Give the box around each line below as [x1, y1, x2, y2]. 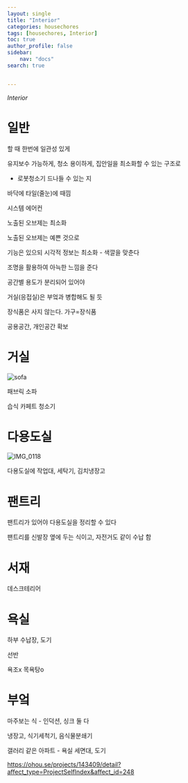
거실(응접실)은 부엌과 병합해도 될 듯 [7, 292, 103, 301]
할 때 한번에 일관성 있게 [7, 144, 71, 153]
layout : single [7, 10, 51, 17]
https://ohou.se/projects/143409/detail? [7, 761, 121, 769]
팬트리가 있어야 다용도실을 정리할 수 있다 [7, 518, 117, 526]
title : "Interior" [7, 17, 60, 24]
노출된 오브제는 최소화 [7, 218, 67, 227]
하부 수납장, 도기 [7, 636, 52, 644]
